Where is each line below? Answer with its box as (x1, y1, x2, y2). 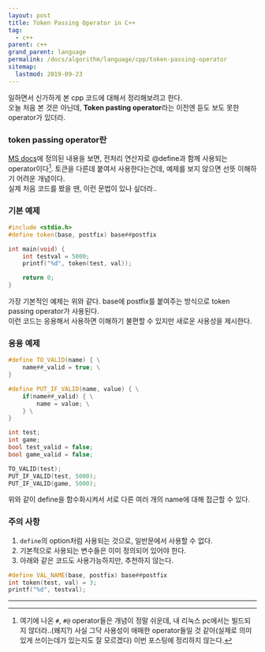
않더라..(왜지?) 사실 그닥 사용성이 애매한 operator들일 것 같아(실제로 (28, 626, 238, 635)
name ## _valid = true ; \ (22, 363, 101, 371)
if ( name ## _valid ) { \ (22, 392, 93, 401)
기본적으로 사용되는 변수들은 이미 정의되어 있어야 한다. (19, 546, 187, 555)
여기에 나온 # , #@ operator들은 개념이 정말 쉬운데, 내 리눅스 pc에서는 (19, 616, 230, 625)
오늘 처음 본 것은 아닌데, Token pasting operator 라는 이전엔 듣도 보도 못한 (8, 102, 240, 112)
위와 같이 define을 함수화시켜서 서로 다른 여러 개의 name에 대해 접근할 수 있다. (8, 494, 251, 505)
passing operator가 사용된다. (8, 307, 100, 315)
